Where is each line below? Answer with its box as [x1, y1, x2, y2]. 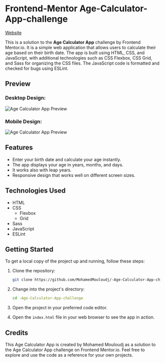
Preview [5, 80, 31, 88]
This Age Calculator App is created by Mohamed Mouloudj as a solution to [5, 341, 156, 347]
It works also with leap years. [12, 167, 72, 173]
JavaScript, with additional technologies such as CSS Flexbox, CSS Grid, [5, 55, 153, 61]
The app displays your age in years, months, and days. [12, 162, 124, 167]
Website [5, 30, 22, 35]
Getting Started [5, 245, 54, 254]
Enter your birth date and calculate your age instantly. [12, 156, 122, 163]
